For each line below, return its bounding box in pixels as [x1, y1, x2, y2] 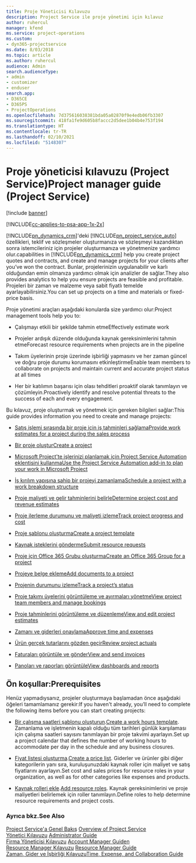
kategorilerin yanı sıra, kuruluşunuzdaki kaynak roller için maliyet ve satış [14, 761, 190, 768]
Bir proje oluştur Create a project [14, 441, 92, 449]
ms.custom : [6, 36, 33, 42]
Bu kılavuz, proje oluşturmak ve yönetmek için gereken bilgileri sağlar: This [6, 406, 185, 413]
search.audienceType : [6, 69, 59, 75]
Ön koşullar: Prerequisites [6, 679, 101, 689]
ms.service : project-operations [6, 31, 85, 36]
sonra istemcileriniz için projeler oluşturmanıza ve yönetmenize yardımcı [6, 244, 180, 251]
